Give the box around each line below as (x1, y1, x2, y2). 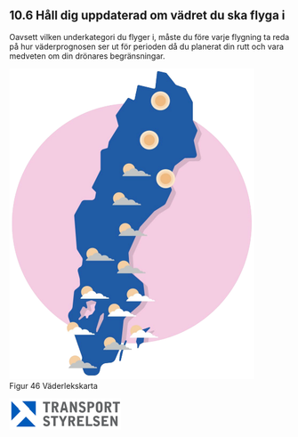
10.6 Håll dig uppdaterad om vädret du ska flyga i (9, 8, 286, 23)
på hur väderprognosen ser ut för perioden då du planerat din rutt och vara (9, 41, 285, 52)
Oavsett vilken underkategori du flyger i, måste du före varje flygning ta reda (9, 31, 290, 42)
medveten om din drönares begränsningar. (9, 50, 165, 61)
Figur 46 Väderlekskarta (9, 380, 98, 391)
